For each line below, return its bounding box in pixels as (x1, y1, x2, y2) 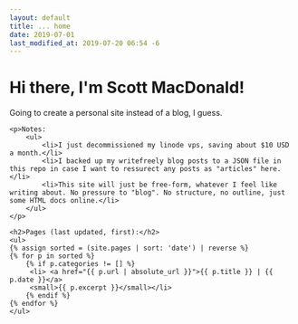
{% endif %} (25, 291, 71, 300)
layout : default (9, 13, 71, 23)
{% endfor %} (9, 300, 59, 309)
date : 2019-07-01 (9, 30, 75, 39)
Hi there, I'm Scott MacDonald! (9, 78, 245, 98)
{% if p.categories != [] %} (25, 260, 136, 269)
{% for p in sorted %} (9, 252, 95, 261)
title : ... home (9, 22, 71, 31)
